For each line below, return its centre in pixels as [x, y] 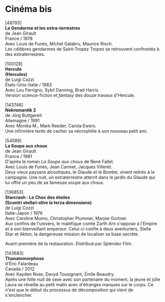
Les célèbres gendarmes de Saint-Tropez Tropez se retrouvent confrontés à [82, 49]
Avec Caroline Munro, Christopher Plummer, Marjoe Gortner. [66, 218]
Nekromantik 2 [20, 110]
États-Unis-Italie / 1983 [29, 84]
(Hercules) [16, 74]
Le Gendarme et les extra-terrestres [43, 28]
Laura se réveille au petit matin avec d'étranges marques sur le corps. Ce [79, 284]
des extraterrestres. [25, 54]
